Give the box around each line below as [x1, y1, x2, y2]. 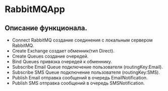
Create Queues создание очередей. [12, 53, 89, 59]
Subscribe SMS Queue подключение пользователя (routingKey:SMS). [12, 69, 160, 75]
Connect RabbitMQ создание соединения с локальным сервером [12, 37, 153, 43]
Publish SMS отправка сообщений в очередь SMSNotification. [12, 80, 145, 86]
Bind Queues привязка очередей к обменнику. [12, 59, 112, 64]
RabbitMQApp [5, 4, 65, 15]
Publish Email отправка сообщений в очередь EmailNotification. [12, 75, 148, 80]
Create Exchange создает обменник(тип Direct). [12, 48, 115, 54]
